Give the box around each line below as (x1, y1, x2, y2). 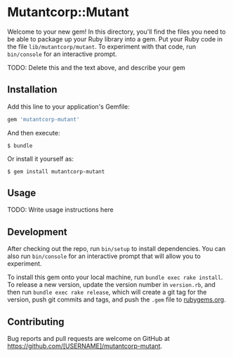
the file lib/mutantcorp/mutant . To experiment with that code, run (7, 42, 197, 50)
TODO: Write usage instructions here (7, 206, 114, 214)
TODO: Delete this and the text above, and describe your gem (7, 63, 186, 72)
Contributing (7, 316, 65, 328)
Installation (7, 83, 58, 95)
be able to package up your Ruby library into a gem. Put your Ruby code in (7, 34, 223, 43)
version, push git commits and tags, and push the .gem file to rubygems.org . (7, 295, 227, 304)
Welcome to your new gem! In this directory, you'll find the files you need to (7, 27, 226, 36)
